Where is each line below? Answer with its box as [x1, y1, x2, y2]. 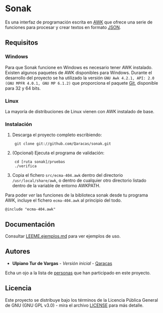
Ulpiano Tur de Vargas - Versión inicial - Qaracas [12, 260, 113, 266]
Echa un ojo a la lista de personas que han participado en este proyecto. [5, 270, 151, 276]
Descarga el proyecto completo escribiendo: [12, 132, 102, 138]
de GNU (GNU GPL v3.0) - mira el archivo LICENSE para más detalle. [5, 302, 144, 308]
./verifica [14, 164, 37, 169]
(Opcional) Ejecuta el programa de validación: [12, 150, 105, 156]
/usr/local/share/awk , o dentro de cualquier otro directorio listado [12, 177, 147, 184]
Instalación [5, 120, 32, 127]
